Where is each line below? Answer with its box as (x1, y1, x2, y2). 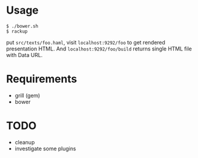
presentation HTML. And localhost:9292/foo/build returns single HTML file (6, 45, 192, 52)
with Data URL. (6, 51, 43, 58)
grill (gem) (14, 91, 40, 99)
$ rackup (6, 28, 28, 34)
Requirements (6, 72, 77, 86)
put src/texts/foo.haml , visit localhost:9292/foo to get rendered (6, 39, 165, 46)
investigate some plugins (14, 145, 76, 152)
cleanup (14, 138, 35, 146)
